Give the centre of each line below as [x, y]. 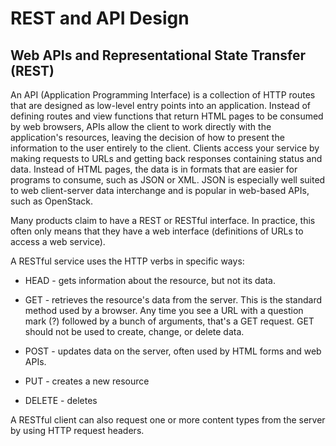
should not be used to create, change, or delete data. [134, 331]
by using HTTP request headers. [77, 430]
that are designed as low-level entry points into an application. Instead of [160, 105]
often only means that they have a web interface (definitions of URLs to [157, 231]
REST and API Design [100, 18]
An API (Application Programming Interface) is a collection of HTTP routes [163, 95]
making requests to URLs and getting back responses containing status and [166, 158]
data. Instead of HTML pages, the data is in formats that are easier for [154, 169]
